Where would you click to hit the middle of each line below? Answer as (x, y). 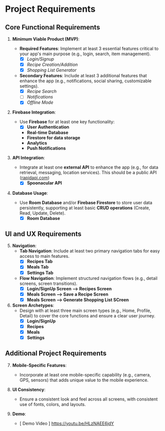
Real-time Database (48, 133)
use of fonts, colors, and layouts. (53, 404)
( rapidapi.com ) (34, 178)
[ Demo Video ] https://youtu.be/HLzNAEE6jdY (67, 423)
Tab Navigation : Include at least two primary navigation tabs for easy (90, 251)
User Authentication (48, 127)
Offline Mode (40, 102)
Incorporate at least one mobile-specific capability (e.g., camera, (85, 374)
